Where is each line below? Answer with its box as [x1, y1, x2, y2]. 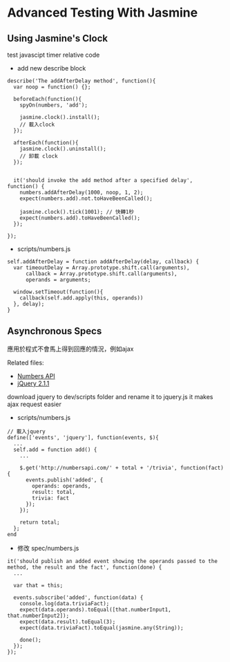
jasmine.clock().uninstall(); [19, 145, 107, 152]
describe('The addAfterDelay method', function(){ [7, 77, 156, 84]
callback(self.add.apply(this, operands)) [19, 295, 144, 302]
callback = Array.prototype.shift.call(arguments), [25, 270, 178, 277]
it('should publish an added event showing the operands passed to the [7, 558, 218, 564]
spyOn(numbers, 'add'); [19, 102, 88, 109]
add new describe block [17, 64, 86, 72]
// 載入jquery [7, 427, 46, 435]
